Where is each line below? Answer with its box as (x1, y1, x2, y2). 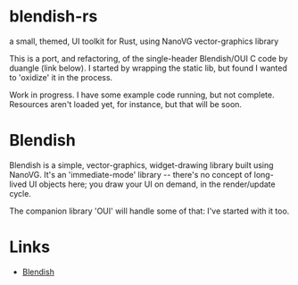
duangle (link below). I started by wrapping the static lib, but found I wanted (9, 63, 288, 73)
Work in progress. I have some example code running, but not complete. (9, 89, 275, 100)
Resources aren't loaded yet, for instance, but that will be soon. (9, 98, 243, 109)
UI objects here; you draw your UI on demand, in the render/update (29, 179, 276, 189)
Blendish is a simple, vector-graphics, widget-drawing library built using (9, 159, 274, 171)
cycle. (9, 188, 31, 198)
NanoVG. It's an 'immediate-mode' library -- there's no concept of (9, 169, 252, 180)
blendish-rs (9, 6, 98, 27)
